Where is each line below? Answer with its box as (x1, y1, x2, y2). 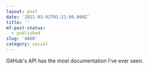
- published (11, 30, 41, 36)
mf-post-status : (6, 25, 46, 31)
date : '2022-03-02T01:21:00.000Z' (6, 14, 91, 20)
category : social (6, 42, 48, 47)
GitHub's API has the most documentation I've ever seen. (6, 57, 144, 64)
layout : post (6, 8, 38, 15)
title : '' (6, 19, 30, 25)
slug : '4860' (6, 36, 38, 42)
